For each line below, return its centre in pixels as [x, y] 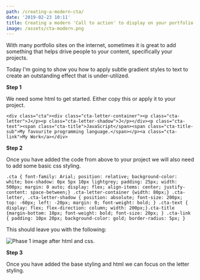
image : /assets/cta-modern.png [45, 28]
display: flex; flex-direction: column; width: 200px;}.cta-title [90, 208]
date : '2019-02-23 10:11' [38, 17]
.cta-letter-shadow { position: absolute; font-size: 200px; [105, 198]
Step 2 [14, 148]
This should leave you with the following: [56, 229]
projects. [17, 58]
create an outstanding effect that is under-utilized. [68, 76]
